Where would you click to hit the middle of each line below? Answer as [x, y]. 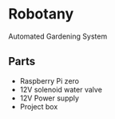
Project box [39, 106]
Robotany [41, 14]
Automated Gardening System [58, 36]
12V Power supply [50, 98]
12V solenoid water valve [61, 89]
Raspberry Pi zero [50, 80]
